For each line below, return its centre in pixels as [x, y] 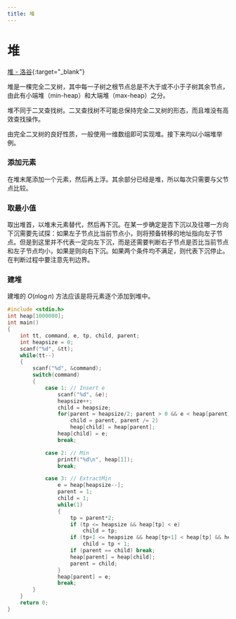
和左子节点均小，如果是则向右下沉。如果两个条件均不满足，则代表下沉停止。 [118, 251]
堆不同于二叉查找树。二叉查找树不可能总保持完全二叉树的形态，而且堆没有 [115, 110]
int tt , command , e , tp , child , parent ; [80, 335]
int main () [23, 323]
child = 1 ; [73, 499]
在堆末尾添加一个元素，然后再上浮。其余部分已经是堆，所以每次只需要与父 [115, 179]
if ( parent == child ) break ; [113, 551]
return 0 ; [34, 603]
